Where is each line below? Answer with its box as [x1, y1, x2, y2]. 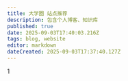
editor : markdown [7, 42, 57, 49]
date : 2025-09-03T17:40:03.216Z [7, 29, 99, 36]
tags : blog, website [7, 36, 66, 43]
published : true [7, 23, 53, 30]
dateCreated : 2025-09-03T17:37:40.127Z [7, 49, 121, 56]
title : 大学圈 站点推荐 [7, 10, 68, 17]
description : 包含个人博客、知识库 [7, 16, 98, 23]
